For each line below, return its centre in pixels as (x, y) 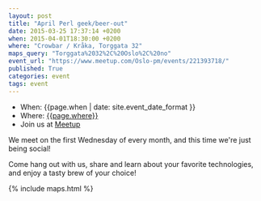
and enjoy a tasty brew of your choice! (72, 173)
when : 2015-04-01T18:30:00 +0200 (65, 38)
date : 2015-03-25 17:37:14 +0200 (65, 31)
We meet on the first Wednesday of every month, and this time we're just (130, 139)
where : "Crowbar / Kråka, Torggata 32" (76, 46)
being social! (29, 148)
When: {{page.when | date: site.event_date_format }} (108, 107)
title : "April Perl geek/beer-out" (68, 24)
